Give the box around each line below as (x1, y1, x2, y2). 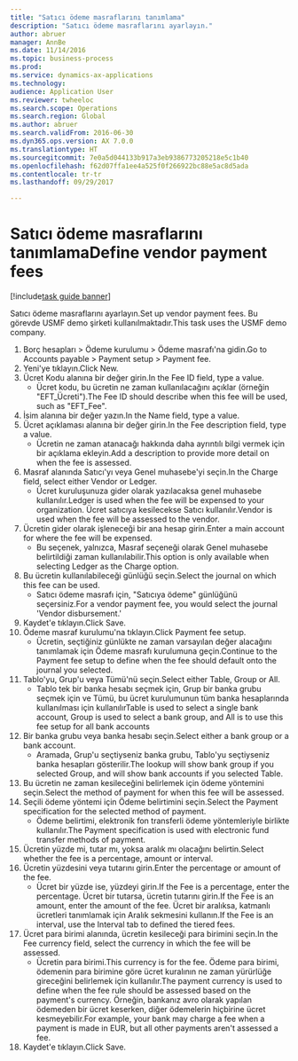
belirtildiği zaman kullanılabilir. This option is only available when (35, 552, 270, 562)
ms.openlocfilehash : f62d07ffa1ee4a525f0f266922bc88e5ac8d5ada (10, 161, 249, 170)
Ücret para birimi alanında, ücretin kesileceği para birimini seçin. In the (22, 929, 278, 939)
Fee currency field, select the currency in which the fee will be (22, 938, 251, 949)
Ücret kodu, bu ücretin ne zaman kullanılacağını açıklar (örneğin (35, 382, 270, 393)
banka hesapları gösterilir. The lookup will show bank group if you (35, 759, 274, 770)
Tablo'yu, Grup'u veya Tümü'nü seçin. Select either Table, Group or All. (22, 674, 280, 685)
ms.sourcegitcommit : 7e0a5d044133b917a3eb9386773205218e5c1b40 (10, 153, 249, 162)
